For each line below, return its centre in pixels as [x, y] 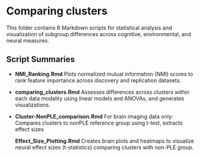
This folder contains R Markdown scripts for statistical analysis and [89, 28]
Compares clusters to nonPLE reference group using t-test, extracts [99, 123]
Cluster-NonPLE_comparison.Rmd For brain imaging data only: [94, 116]
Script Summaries [41, 59]
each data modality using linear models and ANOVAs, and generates [99, 98]
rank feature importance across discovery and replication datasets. [98, 80]
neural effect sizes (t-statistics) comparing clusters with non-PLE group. [104, 147]
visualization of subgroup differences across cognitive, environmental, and [98, 34]
